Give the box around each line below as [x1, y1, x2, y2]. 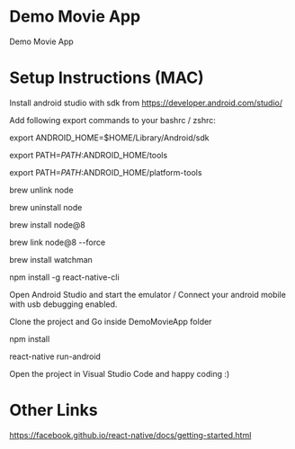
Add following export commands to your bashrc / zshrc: [9, 114, 216, 125]
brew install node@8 [9, 219, 85, 230]
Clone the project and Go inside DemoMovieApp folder [9, 316, 212, 327]
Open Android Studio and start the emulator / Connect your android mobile [9, 289, 286, 300]
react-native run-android [9, 351, 102, 362]
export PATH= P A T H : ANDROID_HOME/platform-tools [9, 166, 202, 177]
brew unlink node [9, 184, 74, 195]
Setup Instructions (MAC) [9, 67, 204, 88]
